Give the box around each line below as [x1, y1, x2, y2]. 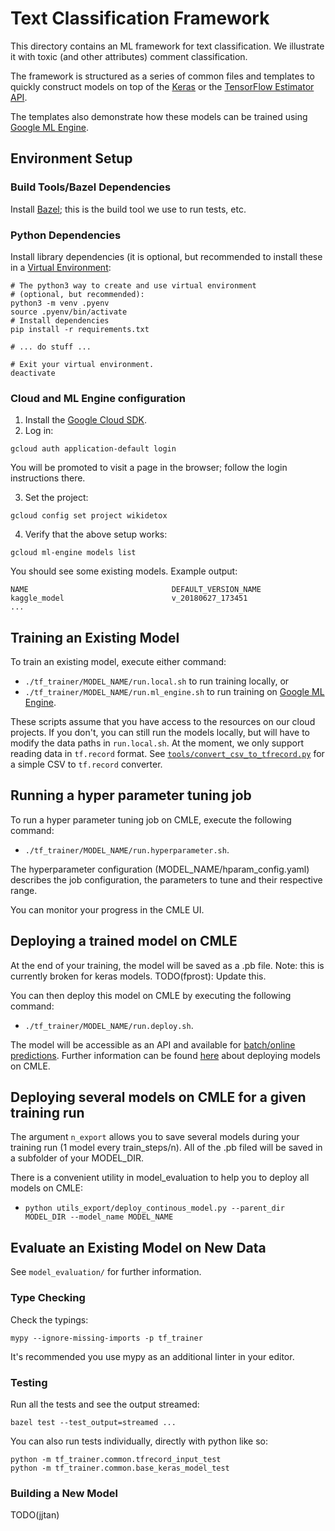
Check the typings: [10, 1313, 89, 1326]
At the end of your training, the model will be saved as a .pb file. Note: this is [10, 959, 325, 971]
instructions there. [10, 472, 86, 484]
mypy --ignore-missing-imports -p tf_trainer [10, 1333, 203, 1343]
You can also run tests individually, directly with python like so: [10, 1435, 268, 1447]
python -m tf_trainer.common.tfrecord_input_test [10, 1454, 222, 1464]
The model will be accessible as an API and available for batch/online [10, 1038, 296, 1051]
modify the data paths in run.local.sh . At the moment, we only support [10, 737, 304, 749]
